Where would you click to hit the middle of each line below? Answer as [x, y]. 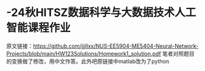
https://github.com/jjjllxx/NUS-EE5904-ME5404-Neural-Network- [116, 46]
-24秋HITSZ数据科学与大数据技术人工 [101, 13]
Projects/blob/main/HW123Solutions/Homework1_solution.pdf [84, 53]
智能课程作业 [39, 28]
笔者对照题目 [179, 53]
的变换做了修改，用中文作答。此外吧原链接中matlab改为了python [88, 61]
